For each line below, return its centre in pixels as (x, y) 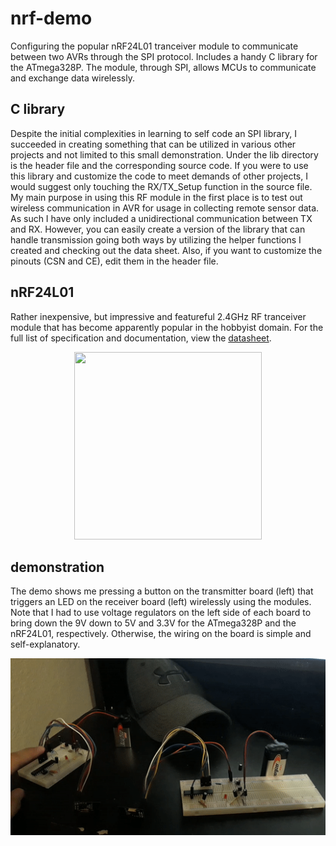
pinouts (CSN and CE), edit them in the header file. (114, 261)
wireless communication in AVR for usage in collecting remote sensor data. (165, 208)
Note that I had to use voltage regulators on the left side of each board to (161, 613)
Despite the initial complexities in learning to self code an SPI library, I (153, 133)
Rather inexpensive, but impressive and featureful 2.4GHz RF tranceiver (158, 316)
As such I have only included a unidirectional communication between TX (161, 218)
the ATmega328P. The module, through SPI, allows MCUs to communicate (163, 67)
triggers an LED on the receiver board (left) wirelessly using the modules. (161, 602)
